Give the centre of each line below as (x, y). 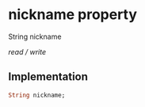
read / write (27, 52)
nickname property (72, 15)
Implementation (48, 77)
